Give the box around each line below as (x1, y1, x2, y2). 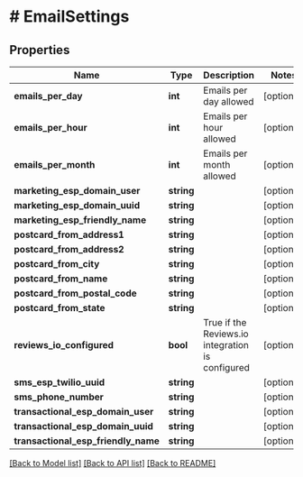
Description (202, 69, 255, 81)
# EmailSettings (9, 6, 130, 27)
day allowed (202, 96, 254, 107)
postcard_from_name (14, 272, 108, 285)
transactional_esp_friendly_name (14, 435, 161, 447)
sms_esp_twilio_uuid (14, 376, 106, 389)
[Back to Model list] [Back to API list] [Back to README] (9, 458, 216, 468)
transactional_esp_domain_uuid (14, 420, 153, 432)
